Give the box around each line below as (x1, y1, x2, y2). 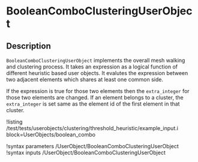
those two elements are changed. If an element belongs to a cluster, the (6, 94, 184, 101)
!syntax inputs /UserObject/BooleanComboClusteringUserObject (6, 149, 166, 156)
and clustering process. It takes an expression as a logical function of (6, 63, 178, 70)
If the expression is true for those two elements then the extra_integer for (6, 88, 190, 94)
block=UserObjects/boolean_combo (6, 131, 96, 138)
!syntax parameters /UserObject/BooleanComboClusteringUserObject (6, 143, 179, 149)
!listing (6, 118, 23, 125)
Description (6, 41, 51, 51)
